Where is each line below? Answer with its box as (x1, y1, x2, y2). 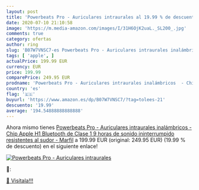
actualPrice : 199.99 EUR (6, 58, 68, 64)
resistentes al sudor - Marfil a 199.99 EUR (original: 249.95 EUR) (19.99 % (6, 137, 186, 144)
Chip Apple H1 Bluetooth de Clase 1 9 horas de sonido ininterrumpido (6, 130, 175, 137)
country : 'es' (6, 86, 41, 92)
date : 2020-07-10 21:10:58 (6, 20, 73, 25)
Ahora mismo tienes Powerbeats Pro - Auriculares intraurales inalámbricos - (6, 124, 192, 131)
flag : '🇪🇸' (6, 91, 36, 97)
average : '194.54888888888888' (6, 108, 84, 114)
